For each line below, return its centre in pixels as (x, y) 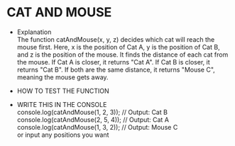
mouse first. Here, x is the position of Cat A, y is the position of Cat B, (119, 47)
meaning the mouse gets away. (62, 77)
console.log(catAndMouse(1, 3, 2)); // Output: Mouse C (97, 127)
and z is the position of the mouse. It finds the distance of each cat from (122, 55)
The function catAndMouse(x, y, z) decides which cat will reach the (116, 39)
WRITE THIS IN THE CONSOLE (62, 104)
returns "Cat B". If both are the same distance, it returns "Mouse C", (116, 69)
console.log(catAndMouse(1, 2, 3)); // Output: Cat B (92, 112)
